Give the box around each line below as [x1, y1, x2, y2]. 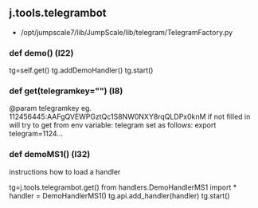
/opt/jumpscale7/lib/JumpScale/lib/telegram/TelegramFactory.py [20, 27, 233, 37]
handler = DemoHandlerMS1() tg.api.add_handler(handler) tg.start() [9, 190, 230, 200]
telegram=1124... [9, 129, 63, 139]
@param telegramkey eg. [9, 104, 92, 113]
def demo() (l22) [9, 47, 74, 58]
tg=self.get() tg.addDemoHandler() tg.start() [9, 65, 154, 75]
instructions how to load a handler [9, 167, 121, 176]
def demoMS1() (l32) [9, 149, 91, 160]
